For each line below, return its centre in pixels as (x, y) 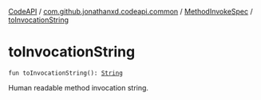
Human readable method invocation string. (79, 87)
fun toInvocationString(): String (66, 73)
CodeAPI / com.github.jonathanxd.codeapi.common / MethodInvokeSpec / (130, 12)
